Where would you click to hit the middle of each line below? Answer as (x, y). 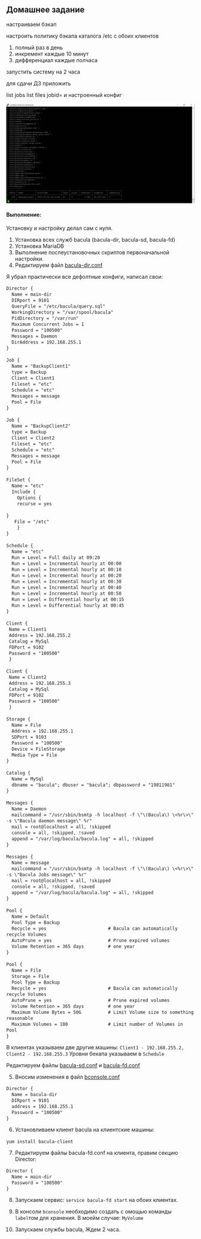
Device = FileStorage (39, 749)
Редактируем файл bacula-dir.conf (59, 265)
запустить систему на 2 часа (43, 72)
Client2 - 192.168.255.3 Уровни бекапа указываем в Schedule (85, 1054)
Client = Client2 (33, 438)
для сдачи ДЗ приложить (39, 83)
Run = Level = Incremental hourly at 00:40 (66, 588)
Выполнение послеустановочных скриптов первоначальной (92, 252)
